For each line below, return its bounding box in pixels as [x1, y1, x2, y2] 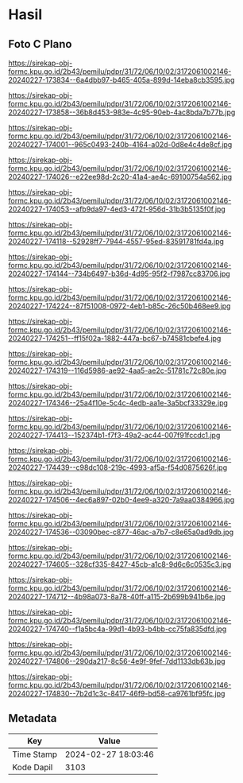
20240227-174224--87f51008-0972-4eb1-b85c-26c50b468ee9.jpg [8, 301, 231, 311]
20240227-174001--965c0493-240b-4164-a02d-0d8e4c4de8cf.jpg [8, 140, 233, 149]
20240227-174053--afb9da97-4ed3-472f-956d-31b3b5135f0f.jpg [8, 204, 226, 214]
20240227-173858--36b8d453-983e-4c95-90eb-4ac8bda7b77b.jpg [8, 107, 236, 117]
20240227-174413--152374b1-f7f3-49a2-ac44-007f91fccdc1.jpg [8, 431, 221, 440]
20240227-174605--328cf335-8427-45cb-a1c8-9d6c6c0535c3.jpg [8, 560, 232, 569]
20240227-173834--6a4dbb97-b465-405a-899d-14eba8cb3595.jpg [8, 76, 235, 84]
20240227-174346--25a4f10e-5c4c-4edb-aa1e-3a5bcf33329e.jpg [8, 398, 229, 407]
